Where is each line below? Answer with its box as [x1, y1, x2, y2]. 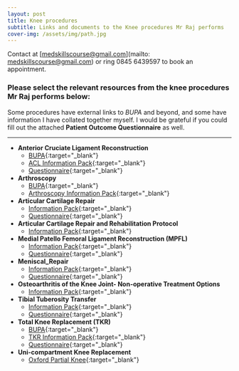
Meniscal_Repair [17, 257, 69, 266]
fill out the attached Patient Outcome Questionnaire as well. [7, 122, 185, 132]
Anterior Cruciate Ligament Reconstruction [17, 143, 149, 152]
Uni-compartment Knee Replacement [17, 348, 132, 356]
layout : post [7, 10, 46, 18]
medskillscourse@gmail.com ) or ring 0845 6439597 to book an [7, 58, 193, 66]
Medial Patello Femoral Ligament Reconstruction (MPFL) [17, 234, 188, 243]
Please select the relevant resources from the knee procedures [7, 83, 230, 93]
